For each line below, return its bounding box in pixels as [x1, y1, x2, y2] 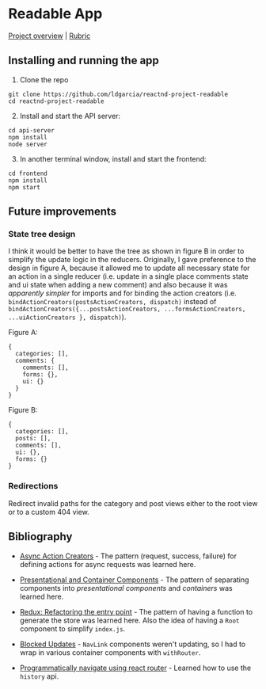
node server [8, 140, 47, 148]
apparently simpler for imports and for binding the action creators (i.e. [8, 288, 237, 298]
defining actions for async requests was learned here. [19, 559, 196, 569]
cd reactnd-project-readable [8, 97, 104, 105]
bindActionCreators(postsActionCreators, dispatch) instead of [8, 297, 217, 306]
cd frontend [8, 169, 47, 177]
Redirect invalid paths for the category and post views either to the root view [8, 498, 258, 508]
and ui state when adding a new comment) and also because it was [8, 280, 228, 290]
